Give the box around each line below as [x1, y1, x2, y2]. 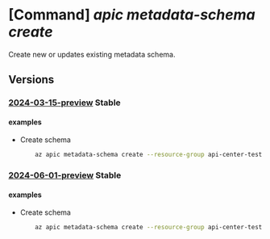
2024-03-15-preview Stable [8, 97, 121, 108]
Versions [8, 73, 55, 86]
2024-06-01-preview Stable [8, 170, 122, 181]
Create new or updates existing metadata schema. [8, 49, 176, 59]
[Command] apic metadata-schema [8, 6, 255, 24]
